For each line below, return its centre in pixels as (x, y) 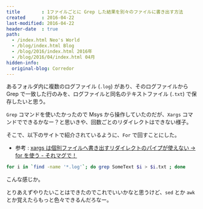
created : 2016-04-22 (40, 18)
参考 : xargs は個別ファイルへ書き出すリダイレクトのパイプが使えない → (105, 148)
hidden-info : (23, 63)
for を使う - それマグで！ (46, 156)
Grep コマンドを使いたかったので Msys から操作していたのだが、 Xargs (94, 115)
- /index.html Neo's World (46, 40)
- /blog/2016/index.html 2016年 (52, 52)
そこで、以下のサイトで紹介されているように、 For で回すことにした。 (93, 135)
